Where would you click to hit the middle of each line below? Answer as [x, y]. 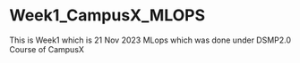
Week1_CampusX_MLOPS [107, 16]
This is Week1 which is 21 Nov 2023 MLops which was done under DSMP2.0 [150, 40]
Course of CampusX [47, 49]
